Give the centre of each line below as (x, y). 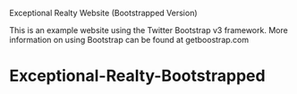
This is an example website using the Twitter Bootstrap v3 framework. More (148, 30)
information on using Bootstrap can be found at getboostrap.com (129, 40)
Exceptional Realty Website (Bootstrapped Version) (104, 13)
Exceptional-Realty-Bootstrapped (137, 76)
